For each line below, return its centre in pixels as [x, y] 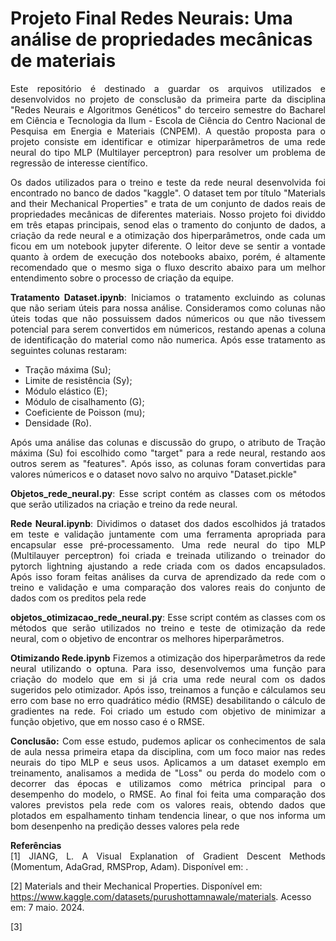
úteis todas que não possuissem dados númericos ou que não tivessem [168, 318]
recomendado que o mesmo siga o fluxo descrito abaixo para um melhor [168, 267]
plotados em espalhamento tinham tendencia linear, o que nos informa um [168, 815]
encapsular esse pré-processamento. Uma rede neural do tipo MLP [168, 544]
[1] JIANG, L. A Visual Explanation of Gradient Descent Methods [168, 856]
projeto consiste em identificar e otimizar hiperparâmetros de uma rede [168, 141]
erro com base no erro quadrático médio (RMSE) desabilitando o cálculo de [168, 700]
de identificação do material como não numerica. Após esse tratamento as [168, 339]
